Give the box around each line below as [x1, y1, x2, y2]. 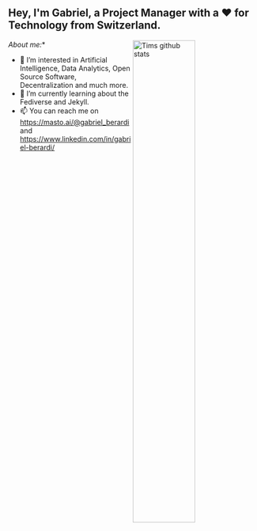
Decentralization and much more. [19, 80, 129, 89]
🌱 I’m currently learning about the [19, 89, 129, 98]
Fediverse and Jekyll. [19, 97, 89, 106]
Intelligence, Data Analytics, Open [19, 63, 130, 73]
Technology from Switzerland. [8, 19, 161, 32]
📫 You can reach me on [19, 106, 99, 116]
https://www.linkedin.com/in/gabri [19, 134, 131, 143]
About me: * [8, 40, 46, 49]
